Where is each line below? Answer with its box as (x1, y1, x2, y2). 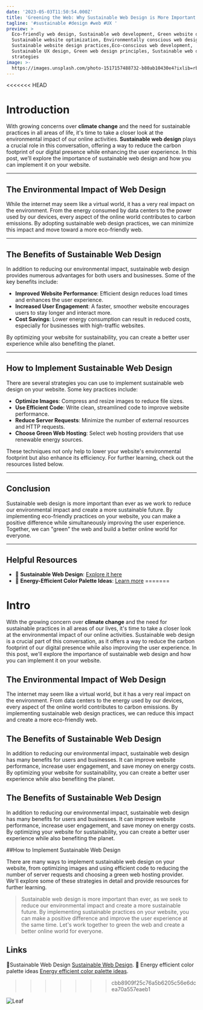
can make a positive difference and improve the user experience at (21, 915, 188, 922)
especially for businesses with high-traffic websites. (14, 321, 145, 329)
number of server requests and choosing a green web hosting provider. (6, 870, 184, 878)
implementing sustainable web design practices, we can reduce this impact (6, 710, 194, 717)
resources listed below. (6, 460, 64, 468)
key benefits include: (6, 278, 59, 285)
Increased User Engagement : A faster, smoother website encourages (14, 303, 189, 310)
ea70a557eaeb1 (111, 985, 151, 992)
